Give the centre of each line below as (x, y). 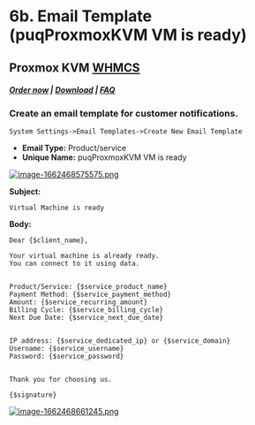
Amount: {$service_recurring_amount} (79, 302)
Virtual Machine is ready (56, 208)
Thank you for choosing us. (61, 379)
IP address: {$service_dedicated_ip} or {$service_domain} (120, 341)
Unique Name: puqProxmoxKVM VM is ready (104, 157)
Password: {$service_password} (67, 356)
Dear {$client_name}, (49, 240)
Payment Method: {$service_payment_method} (90, 294)
